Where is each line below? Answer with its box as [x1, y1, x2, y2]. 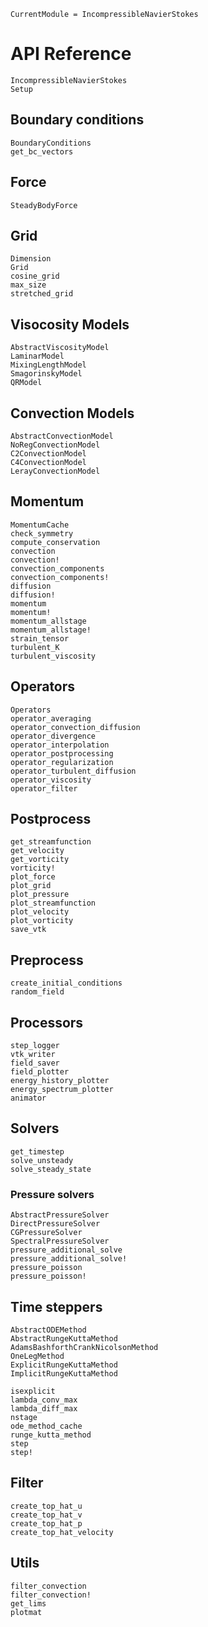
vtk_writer [10, 1050, 56, 1060]
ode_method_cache [10, 1421, 83, 1431]
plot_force [10, 872, 56, 882]
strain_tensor [10, 633, 70, 644]
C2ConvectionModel [10, 449, 87, 459]
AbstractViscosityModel [10, 343, 110, 353]
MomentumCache [10, 520, 70, 530]
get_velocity [10, 846, 65, 856]
